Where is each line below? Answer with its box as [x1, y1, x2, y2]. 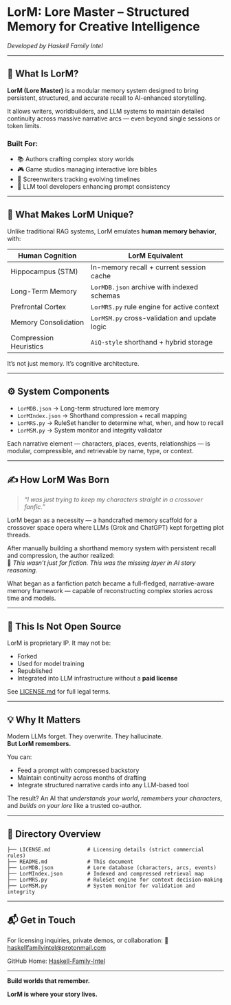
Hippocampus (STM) [10, 267, 78, 276]
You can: [7, 753, 32, 761]
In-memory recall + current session [90, 262, 206, 272]
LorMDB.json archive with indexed [90, 282, 198, 291]
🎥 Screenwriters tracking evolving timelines [16, 175, 140, 183]
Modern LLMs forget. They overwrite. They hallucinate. [7, 732, 164, 740]
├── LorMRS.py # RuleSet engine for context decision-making [7, 876, 223, 883]
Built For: [7, 138, 38, 148]
